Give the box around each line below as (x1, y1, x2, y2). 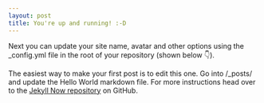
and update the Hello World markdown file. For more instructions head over (8, 77, 256, 86)
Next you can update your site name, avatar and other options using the (8, 41, 245, 50)
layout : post (8, 11, 52, 20)
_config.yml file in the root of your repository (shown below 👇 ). (8, 50, 215, 60)
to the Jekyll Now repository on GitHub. (8, 85, 138, 95)
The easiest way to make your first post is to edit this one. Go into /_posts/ (8, 69, 253, 78)
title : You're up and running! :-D (8, 19, 127, 27)
